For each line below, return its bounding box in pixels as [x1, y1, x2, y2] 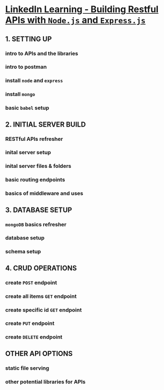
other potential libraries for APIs [5, 378, 86, 385]
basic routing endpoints [5, 176, 65, 184]
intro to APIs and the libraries [5, 50, 78, 57]
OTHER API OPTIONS [5, 349, 73, 358]
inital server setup [5, 149, 51, 156]
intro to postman [5, 64, 47, 71]
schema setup [5, 248, 42, 255]
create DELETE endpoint [5, 334, 63, 341]
